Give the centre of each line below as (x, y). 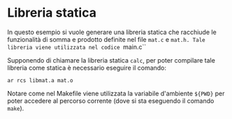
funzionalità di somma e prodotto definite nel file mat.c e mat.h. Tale (106, 39)
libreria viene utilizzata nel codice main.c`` (77, 47)
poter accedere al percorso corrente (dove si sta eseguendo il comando (111, 101)
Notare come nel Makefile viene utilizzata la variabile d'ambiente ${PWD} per (116, 93)
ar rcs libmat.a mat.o (40, 80)
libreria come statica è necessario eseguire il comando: (87, 68)
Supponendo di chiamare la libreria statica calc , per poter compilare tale (111, 60)
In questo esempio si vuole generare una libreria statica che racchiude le (112, 32)
